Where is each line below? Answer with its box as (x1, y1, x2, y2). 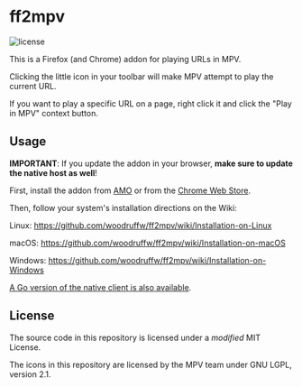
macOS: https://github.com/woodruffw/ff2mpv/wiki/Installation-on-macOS (9, 237, 286, 248)
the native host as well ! (9, 167, 97, 178)
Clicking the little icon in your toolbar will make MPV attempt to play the (9, 70, 274, 82)
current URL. (9, 80, 57, 91)
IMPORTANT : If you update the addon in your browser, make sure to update (9, 158, 293, 169)
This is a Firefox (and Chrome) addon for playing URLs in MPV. (9, 53, 242, 64)
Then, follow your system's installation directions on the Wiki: (9, 202, 237, 213)
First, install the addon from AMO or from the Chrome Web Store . (9, 185, 251, 196)
